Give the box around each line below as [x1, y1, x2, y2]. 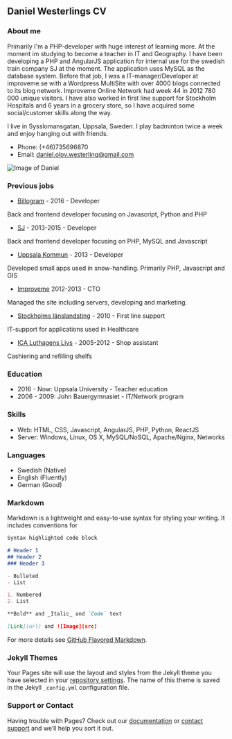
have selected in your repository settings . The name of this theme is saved [7, 676, 220, 684]
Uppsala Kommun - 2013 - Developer [17, 250, 124, 259]
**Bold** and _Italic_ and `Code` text [7, 611, 123, 618]
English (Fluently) [17, 473, 67, 482]
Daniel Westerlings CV [7, 6, 107, 17]
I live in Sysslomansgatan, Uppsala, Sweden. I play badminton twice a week [7, 121, 223, 130]
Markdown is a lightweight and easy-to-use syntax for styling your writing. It [7, 513, 225, 523]
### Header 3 [7, 560, 45, 567]
